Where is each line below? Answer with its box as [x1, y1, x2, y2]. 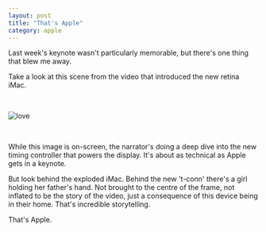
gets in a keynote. [8, 159, 67, 168]
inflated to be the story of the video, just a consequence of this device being [8, 191, 258, 201]
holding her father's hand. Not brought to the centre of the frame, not [8, 183, 235, 192]
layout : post [8, 11, 52, 20]
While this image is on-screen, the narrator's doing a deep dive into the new [8, 142, 256, 152]
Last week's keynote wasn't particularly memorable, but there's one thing [8, 48, 249, 58]
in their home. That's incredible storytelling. [8, 199, 151, 209]
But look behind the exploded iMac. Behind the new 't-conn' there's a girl [8, 174, 248, 184]
